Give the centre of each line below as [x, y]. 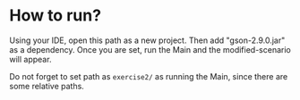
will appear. [30, 59]
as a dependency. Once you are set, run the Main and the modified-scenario [150, 49]
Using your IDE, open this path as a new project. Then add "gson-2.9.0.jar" [147, 40]
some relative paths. [47, 86]
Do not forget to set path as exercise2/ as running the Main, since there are [149, 76]
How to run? [55, 16]
